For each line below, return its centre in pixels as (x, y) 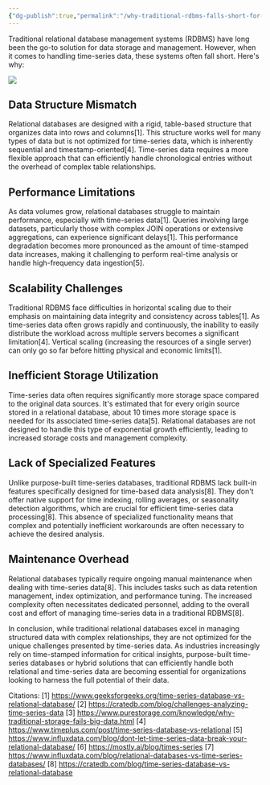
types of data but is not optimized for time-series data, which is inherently (131, 141)
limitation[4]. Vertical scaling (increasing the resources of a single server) (130, 342)
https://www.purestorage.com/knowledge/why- (156, 713)
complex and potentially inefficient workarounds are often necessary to (127, 525)
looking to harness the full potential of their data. (89, 680)
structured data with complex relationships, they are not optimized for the (130, 637)
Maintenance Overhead (69, 559)
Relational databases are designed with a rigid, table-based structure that (130, 124)
